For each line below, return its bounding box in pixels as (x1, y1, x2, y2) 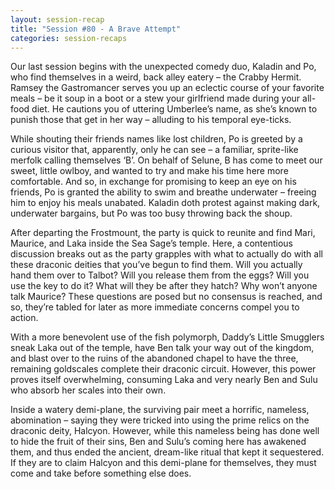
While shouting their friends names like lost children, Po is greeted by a (10, 133, 303, 145)
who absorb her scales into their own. (10, 384, 167, 396)
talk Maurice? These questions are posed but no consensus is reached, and (10, 291, 323, 303)
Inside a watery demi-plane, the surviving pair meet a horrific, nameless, (10, 404, 310, 416)
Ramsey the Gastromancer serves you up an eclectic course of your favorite (10, 82, 325, 94)
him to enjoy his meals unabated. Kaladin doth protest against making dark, (10, 197, 321, 209)
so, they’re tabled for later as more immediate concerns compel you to (10, 301, 300, 313)
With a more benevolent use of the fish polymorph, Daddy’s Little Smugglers (10, 331, 325, 343)
